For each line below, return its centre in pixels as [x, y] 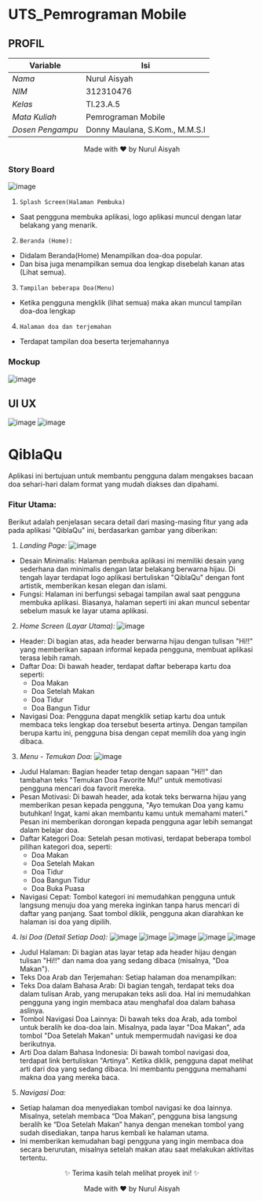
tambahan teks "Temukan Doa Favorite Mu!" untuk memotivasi [121, 779]
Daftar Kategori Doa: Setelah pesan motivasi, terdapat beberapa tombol [135, 838]
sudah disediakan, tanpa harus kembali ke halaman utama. [114, 1133]
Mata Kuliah [35, 117]
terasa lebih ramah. [51, 658]
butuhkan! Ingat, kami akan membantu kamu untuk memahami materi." [133, 813]
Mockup [24, 362]
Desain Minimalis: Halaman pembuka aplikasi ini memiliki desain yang [132, 560]
